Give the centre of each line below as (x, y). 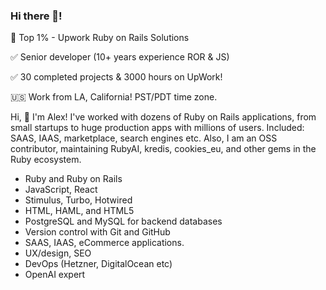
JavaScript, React (61, 190)
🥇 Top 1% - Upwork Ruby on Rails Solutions (100, 38)
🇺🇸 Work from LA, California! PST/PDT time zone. (114, 97)
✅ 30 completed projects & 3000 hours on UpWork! (116, 77)
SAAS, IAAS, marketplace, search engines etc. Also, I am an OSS (144, 138)
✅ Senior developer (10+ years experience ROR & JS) (120, 57)
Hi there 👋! (36, 16)
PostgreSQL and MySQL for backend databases (123, 221)
